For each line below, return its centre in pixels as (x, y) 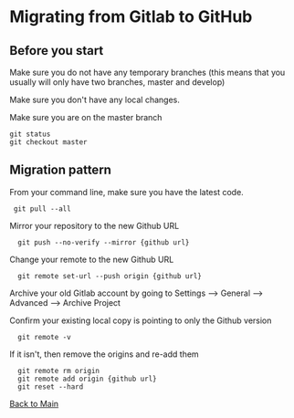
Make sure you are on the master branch (86, 117)
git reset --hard (51, 387)
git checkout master (49, 142)
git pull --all (42, 209)
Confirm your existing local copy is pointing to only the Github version (141, 320)
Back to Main (34, 403)
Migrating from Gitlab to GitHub (131, 17)
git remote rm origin (59, 371)
